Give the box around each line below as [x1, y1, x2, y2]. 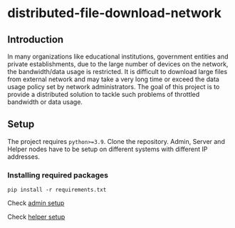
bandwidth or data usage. [7, 98, 83, 106]
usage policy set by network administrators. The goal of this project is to [7, 83, 220, 90]
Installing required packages [7, 170, 109, 180]
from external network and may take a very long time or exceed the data [7, 75, 219, 83]
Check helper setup [7, 212, 66, 222]
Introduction [7, 33, 64, 46]
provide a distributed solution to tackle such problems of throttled [7, 90, 200, 98]
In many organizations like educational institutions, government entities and [7, 52, 229, 61]
